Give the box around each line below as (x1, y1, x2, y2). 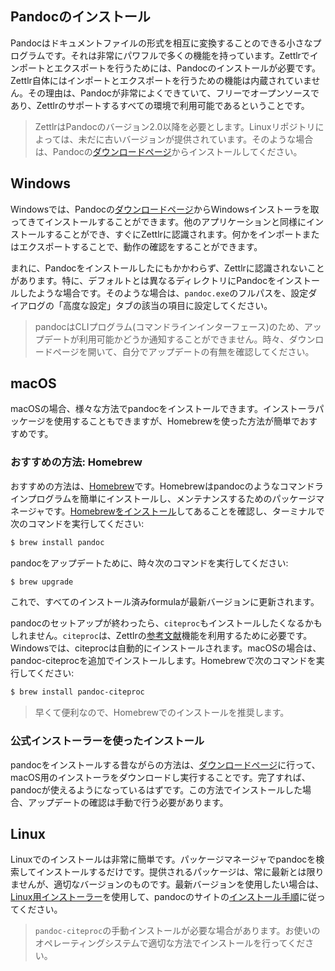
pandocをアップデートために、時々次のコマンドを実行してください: (10, 557, 289, 569)
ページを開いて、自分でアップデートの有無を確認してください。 (52, 345, 315, 357)
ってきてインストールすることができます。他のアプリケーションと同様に (10, 215, 307, 227)
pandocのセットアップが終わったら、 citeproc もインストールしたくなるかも (10, 617, 323, 629)
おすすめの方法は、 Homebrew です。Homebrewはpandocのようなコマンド (10, 480, 315, 492)
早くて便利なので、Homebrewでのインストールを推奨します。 (34, 707, 290, 719)
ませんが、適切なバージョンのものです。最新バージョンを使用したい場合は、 (10, 878, 325, 891)
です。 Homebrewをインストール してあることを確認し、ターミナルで (44, 505, 325, 517)
